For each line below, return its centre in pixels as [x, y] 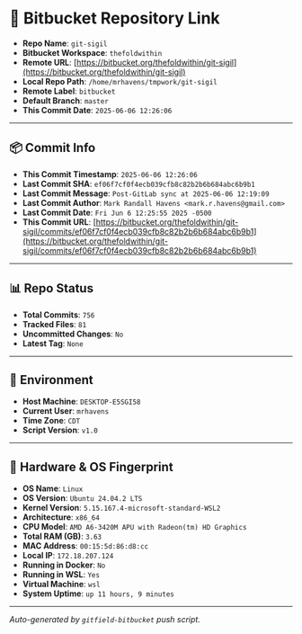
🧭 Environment [51, 380]
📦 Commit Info [53, 148]
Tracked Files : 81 [54, 324]
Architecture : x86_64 [61, 517]
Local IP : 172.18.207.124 [68, 556]
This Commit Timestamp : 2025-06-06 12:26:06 [110, 174]
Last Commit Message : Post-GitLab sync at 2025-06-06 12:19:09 [146, 193]
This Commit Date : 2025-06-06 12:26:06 [97, 110]
